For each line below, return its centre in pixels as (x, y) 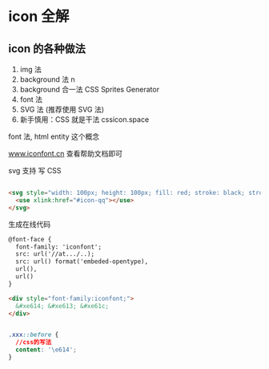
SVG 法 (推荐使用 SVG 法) (62, 109)
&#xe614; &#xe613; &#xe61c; (62, 306)
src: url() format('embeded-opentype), (82, 262)
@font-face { (30, 239)
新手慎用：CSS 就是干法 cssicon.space (84, 120)
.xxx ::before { (34, 335)
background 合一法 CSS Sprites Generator (90, 89)
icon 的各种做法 (47, 49)
